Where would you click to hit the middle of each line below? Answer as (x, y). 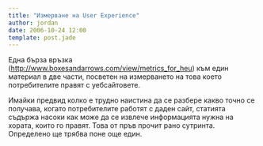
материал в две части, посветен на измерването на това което (115, 77)
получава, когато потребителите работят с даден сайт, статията (117, 109)
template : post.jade (42, 37)
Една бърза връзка (40, 60)
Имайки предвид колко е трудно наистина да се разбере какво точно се (131, 100)
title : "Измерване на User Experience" (74, 15)
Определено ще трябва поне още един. (75, 134)
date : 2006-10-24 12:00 (48, 30)
